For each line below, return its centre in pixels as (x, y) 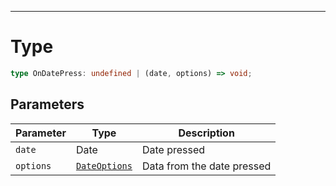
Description (206, 133)
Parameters (47, 104)
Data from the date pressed (206, 166)
